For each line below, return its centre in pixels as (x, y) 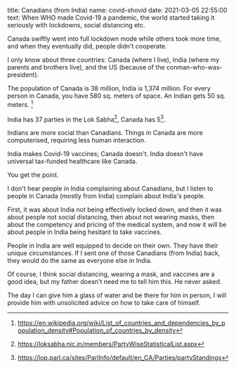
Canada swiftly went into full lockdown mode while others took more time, (114, 39)
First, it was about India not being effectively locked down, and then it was (115, 209)
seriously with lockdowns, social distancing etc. (76, 25)
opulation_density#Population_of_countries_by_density (97, 330)
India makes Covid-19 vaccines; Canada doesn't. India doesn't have (105, 154)
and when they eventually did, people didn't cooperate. (87, 46)
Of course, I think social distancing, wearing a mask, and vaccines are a (111, 274)
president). (23, 75)
